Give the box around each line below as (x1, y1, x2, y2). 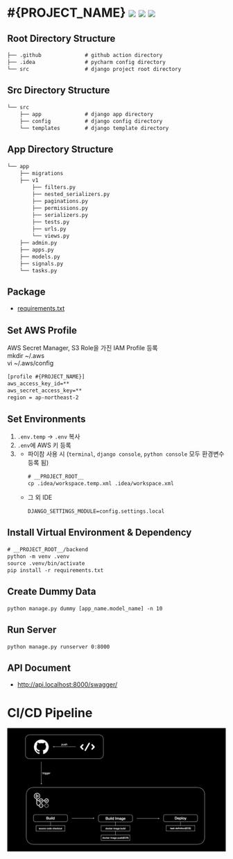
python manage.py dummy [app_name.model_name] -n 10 (7, 605, 163, 612)
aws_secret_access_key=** (7, 387, 82, 394)
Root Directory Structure (7, 33, 116, 44)
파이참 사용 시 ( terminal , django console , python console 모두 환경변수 (27, 450, 225, 458)
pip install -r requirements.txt (7, 566, 104, 574)
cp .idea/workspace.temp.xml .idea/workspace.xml (27, 480, 175, 487)
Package (7, 286, 46, 298)
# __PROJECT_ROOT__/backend (7, 546, 89, 553)
